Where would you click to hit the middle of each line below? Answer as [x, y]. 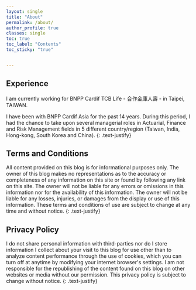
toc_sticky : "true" [30, 50]
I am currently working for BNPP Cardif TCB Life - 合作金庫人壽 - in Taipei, [95, 98]
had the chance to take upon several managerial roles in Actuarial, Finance [96, 122]
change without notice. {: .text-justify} [52, 281]
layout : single [25, 11]
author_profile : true [32, 28]
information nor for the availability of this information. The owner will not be [97, 192]
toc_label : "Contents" [34, 45]
